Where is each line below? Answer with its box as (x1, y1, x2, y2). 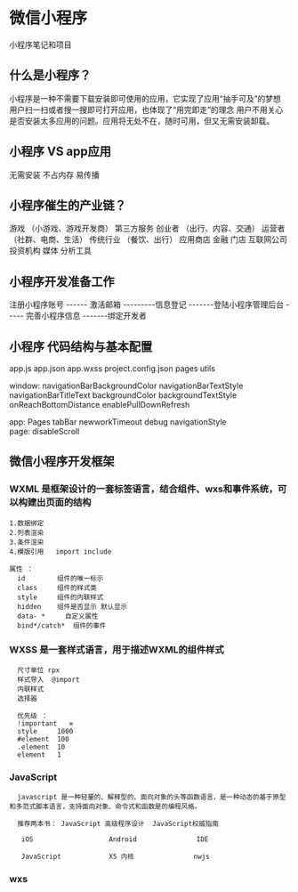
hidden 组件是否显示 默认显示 (17, 602, 127, 611)
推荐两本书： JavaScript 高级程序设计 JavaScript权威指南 (17, 820, 220, 829)
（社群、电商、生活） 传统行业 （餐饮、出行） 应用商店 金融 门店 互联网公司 (9, 234, 287, 245)
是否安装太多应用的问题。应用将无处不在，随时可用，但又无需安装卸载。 (9, 115, 274, 126)
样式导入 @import (17, 675, 80, 684)
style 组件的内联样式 (17, 593, 104, 602)
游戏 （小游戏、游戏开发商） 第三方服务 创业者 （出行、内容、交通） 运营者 (9, 223, 286, 234)
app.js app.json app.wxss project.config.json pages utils (9, 363, 216, 374)
